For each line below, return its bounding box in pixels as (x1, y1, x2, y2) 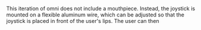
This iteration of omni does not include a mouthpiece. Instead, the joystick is (6, 5, 196, 12)
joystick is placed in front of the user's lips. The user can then (6, 18, 159, 24)
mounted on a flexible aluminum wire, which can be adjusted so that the (6, 11, 185, 18)
